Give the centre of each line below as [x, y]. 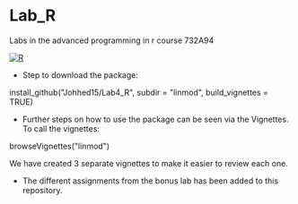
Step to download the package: [80, 75]
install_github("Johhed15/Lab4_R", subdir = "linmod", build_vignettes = [139, 92]
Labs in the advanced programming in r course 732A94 [112, 40]
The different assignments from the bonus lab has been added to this [150, 181]
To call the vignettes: [61, 128]
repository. [42, 190]
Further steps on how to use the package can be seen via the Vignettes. [155, 119]
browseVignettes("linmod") [60, 146]
